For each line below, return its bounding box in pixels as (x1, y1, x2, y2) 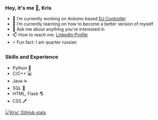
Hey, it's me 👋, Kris (5, 4, 52, 11)
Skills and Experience (5, 54, 59, 60)
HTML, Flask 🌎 (12, 90, 44, 96)
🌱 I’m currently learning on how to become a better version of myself (12, 21, 154, 27)
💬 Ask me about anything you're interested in (12, 26, 105, 32)
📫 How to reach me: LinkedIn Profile (12, 32, 88, 38)
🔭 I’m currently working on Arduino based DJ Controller (12, 16, 126, 22)
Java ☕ (12, 78, 27, 84)
